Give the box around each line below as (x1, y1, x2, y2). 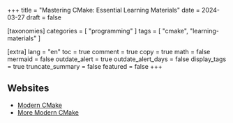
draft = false (26, 13, 61, 22)
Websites (7, 83, 50, 95)
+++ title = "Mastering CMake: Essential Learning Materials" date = (7, 6, 200, 14)
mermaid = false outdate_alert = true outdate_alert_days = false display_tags (7, 55, 227, 63)
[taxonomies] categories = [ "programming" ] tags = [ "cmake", (7, 27, 188, 35)
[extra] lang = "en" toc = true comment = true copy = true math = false (7, 48, 211, 56)
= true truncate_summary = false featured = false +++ (7, 63, 163, 70)
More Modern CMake (17, 108, 79, 117)
